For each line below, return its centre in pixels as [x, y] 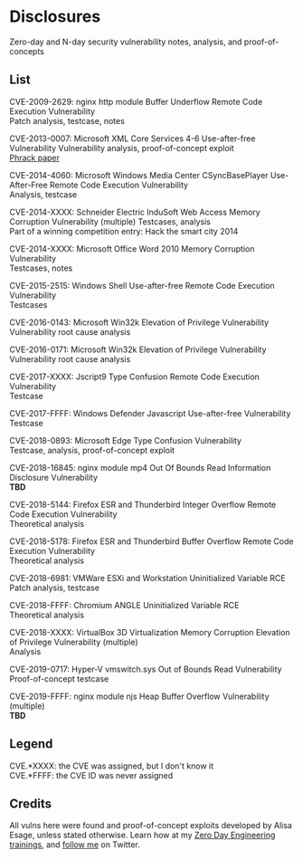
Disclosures [55, 17]
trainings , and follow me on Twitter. [75, 845]
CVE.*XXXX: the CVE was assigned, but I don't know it [112, 766]
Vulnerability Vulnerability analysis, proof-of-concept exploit [122, 148]
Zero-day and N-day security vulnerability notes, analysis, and [126, 42]
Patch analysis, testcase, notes [67, 120]
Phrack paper [35, 157]
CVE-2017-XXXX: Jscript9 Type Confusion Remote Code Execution [135, 377]
